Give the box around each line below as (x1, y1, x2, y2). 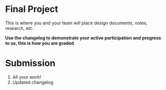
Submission (5, 58, 56, 69)
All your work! (12, 74, 41, 80)
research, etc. (5, 25, 34, 31)
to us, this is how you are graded (5, 40, 74, 46)
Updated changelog (12, 79, 53, 85)
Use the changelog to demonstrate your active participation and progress (5, 35, 161, 41)
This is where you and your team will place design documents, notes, (5, 20, 148, 26)
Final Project (5, 3, 58, 15)
